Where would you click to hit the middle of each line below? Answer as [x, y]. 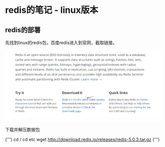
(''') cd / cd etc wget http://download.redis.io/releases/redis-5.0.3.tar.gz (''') [82, 139]
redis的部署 [23, 30]
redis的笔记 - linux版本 [52, 10]
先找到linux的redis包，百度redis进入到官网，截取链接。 [61, 43]
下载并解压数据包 [22, 129]
